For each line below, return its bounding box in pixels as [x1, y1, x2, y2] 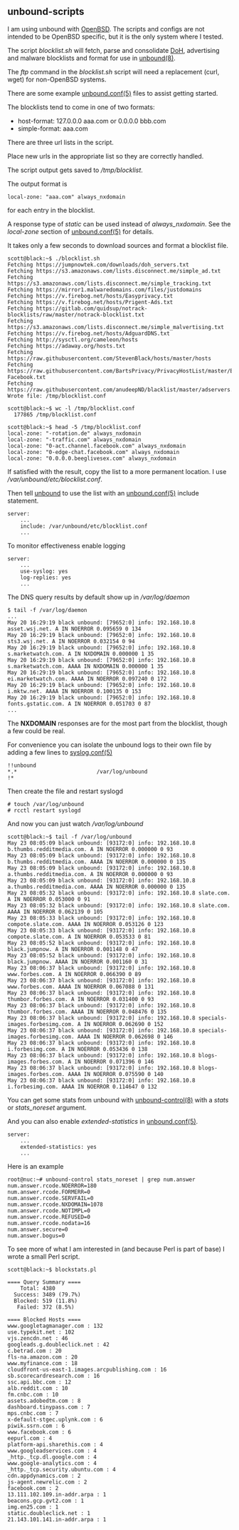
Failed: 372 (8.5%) [16, 1303, 75, 1311]
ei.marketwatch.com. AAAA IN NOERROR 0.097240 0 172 [7, 675, 167, 683]
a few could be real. [7, 726, 65, 735]
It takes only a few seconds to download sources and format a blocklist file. [7, 241, 229, 249]
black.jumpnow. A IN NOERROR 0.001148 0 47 [7, 945, 139, 952]
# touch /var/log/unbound [7, 800, 84, 807]
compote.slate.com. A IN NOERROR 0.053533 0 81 [7, 933, 152, 940]
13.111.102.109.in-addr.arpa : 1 [7, 1491, 107, 1498]
